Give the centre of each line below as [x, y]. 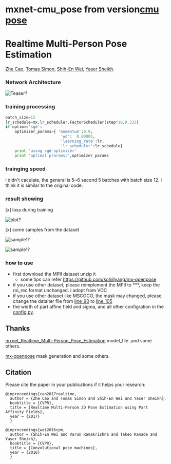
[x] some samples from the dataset [42, 230]
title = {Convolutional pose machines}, [54, 448]
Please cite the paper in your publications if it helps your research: [75, 385]
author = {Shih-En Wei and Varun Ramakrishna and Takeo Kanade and [84, 435]
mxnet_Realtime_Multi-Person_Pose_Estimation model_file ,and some [79, 341]
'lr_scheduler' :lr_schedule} [92, 146]
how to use [19, 263]
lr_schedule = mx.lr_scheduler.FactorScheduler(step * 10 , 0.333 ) [72, 122]
